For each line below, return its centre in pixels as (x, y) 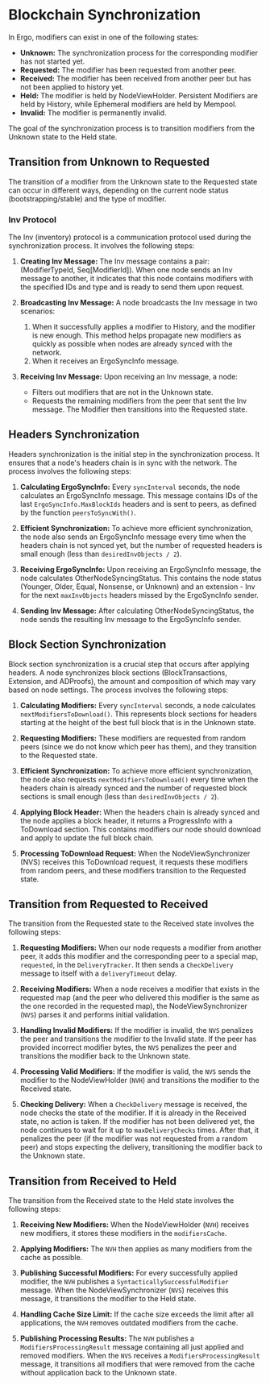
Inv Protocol (33, 219)
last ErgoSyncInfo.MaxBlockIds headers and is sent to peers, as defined (138, 504)
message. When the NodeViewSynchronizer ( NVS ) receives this (124, 1290)
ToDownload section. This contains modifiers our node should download (140, 829)
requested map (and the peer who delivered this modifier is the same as (139, 997)
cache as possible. (51, 1258)
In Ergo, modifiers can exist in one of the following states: (104, 37)
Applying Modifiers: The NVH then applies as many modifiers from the (136, 1249)
